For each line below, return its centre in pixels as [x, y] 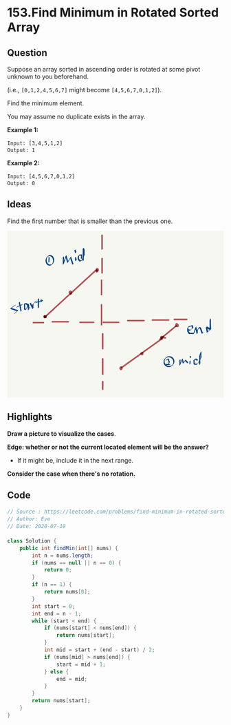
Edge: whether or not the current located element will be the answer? [108, 447]
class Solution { [32, 541]
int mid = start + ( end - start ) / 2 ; [99, 650]
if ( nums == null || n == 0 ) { [77, 563]
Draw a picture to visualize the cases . [62, 433]
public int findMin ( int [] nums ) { [69, 548]
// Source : [24, 512]
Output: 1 [21, 150]
